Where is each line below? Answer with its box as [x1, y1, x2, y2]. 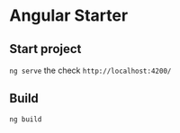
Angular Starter [9, 5, 129, 26]
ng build [9, 114, 42, 124]
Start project [9, 41, 82, 57]
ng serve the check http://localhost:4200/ [9, 65, 172, 75]
